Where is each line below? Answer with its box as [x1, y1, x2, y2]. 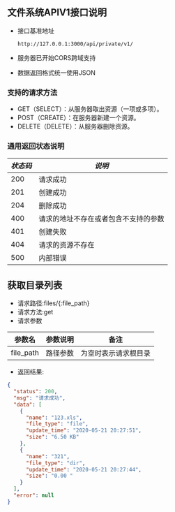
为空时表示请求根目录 [80, 349, 151, 358]
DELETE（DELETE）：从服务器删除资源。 [17, 122, 134, 131]
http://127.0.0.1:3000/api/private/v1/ [17, 41, 134, 47]
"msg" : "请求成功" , [13, 394, 66, 402]
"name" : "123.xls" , [25, 414, 82, 421]
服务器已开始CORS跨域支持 [17, 53, 96, 61]
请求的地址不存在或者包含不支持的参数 [38, 214, 165, 224]
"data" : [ [13, 401, 42, 408]
